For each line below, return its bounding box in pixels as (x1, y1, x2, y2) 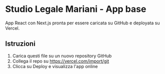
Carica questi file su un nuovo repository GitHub (12, 53, 112, 59)
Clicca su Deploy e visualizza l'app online (12, 63, 98, 69)
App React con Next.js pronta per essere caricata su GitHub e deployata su (5, 20, 160, 26)
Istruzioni (5, 40, 36, 48)
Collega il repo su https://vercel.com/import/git (12, 58, 109, 64)
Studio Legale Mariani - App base (5, 3, 146, 15)
